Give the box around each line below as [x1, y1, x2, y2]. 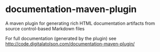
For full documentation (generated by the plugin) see [5, 35, 117, 41]
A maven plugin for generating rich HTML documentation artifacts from [5, 20, 155, 26]
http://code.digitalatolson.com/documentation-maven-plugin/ [5, 40, 135, 46]
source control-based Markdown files [5, 25, 85, 31]
